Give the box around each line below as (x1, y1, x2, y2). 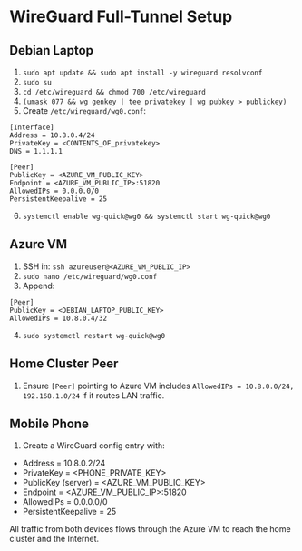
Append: (22, 280, 55, 291)
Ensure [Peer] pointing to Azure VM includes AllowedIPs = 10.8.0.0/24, (22, 380, 295, 391)
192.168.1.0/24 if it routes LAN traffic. (22, 389, 165, 401)
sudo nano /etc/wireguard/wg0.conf (22, 272, 158, 281)
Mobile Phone (9, 416, 89, 432)
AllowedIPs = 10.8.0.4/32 (9, 314, 107, 323)
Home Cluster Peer (9, 356, 119, 372)
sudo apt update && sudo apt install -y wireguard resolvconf (22, 68, 263, 77)
